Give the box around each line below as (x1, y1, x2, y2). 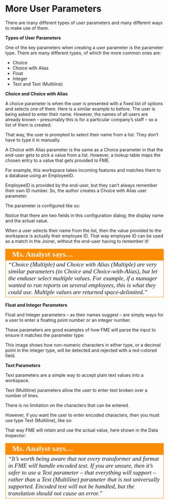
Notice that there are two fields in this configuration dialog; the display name (5, 212, 164, 218)
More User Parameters (5, 3, 102, 15)
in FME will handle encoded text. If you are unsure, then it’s (8, 462, 153, 469)
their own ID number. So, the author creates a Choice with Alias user (5, 187, 147, 194)
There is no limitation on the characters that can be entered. (5, 402, 130, 408)
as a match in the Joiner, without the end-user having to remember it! (5, 238, 149, 244)
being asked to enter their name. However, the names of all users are (5, 111, 148, 117)
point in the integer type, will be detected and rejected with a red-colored (5, 347, 157, 353)
